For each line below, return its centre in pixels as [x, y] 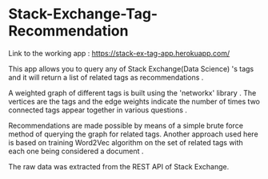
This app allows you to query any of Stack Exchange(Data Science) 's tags [131, 68]
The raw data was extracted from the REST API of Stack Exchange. [119, 166]
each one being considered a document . [76, 151]
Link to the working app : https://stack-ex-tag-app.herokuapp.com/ [119, 53]
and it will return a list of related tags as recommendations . [106, 77]
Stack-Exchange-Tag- [83, 14]
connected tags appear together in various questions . [98, 110]
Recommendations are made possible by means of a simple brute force [126, 125]
